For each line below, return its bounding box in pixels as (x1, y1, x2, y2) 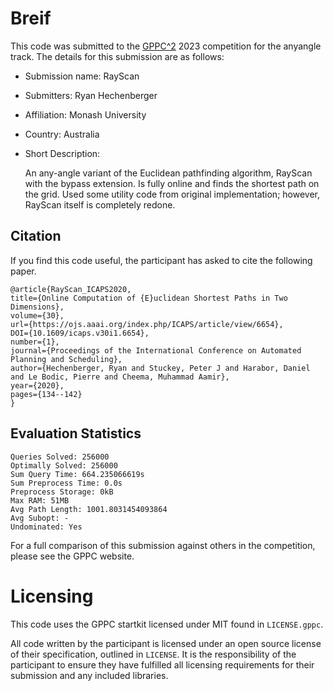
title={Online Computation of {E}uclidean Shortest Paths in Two (10, 293, 288, 303)
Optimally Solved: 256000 (10, 460, 118, 471)
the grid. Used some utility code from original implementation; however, (24, 188, 320, 200)
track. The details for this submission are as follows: (10, 50, 225, 62)
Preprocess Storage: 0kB (10, 487, 114, 497)
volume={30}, (10, 310, 65, 321)
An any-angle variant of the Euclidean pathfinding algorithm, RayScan (24, 167, 313, 179)
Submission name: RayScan (24, 70, 140, 82)
